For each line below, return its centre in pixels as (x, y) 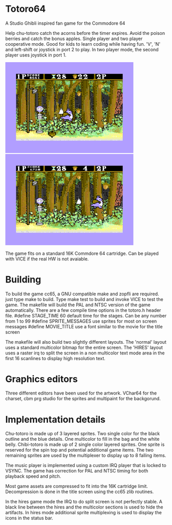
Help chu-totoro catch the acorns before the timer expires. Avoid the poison (85, 33)
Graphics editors (41, 379)
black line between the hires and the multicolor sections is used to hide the (84, 507)
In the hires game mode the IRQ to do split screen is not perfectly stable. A (84, 502)
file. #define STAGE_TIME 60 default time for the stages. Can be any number (86, 315)
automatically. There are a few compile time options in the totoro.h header (83, 310)
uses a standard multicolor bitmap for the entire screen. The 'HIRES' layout (84, 347)
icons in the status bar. (29, 518)
